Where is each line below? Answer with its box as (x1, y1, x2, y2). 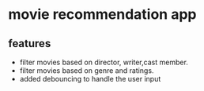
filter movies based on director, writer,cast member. (19, 57, 188, 67)
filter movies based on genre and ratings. (19, 66, 154, 75)
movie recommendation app (8, 5, 197, 24)
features (8, 37, 51, 50)
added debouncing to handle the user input (19, 75, 161, 83)
